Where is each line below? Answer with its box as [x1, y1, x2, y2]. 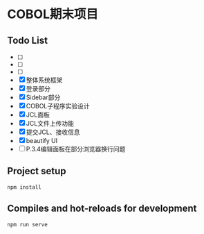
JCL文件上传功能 [26, 119, 74, 127]
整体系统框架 [26, 76, 63, 84]
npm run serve [7, 221, 48, 228]
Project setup [7, 165, 67, 177]
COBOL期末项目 [7, 6, 99, 22]
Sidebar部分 [26, 93, 61, 101]
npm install [7, 183, 41, 191]
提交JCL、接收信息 [26, 128, 80, 136]
